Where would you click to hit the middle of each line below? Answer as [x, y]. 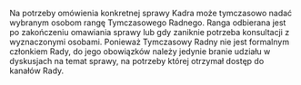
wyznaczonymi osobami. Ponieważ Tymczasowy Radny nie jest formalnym [149, 42]
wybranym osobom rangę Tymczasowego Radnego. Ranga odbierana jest [148, 23]
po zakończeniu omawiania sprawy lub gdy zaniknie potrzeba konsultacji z [150, 32]
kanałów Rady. [37, 71]
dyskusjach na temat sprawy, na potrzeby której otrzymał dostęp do [137, 61]
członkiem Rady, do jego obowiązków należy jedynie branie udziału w [140, 52]
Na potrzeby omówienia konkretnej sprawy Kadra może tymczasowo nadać [151, 13]
